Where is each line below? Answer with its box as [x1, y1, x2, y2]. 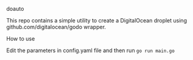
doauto [6, 5, 24, 12]
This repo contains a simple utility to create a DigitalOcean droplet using [6, 17, 188, 24]
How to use [6, 35, 35, 42]
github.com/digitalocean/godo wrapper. [6, 24, 107, 30]
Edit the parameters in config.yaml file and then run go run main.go [6, 47, 175, 54]
